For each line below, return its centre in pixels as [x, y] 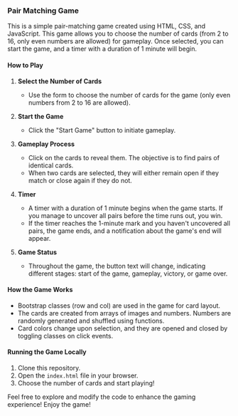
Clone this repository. [49, 368]
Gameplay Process [46, 144]
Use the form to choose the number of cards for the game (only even [129, 95]
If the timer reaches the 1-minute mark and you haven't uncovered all [129, 223]
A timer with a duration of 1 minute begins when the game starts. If [126, 208]
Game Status [37, 252]
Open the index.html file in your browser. [78, 375]
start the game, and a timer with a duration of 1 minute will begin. [102, 49]
